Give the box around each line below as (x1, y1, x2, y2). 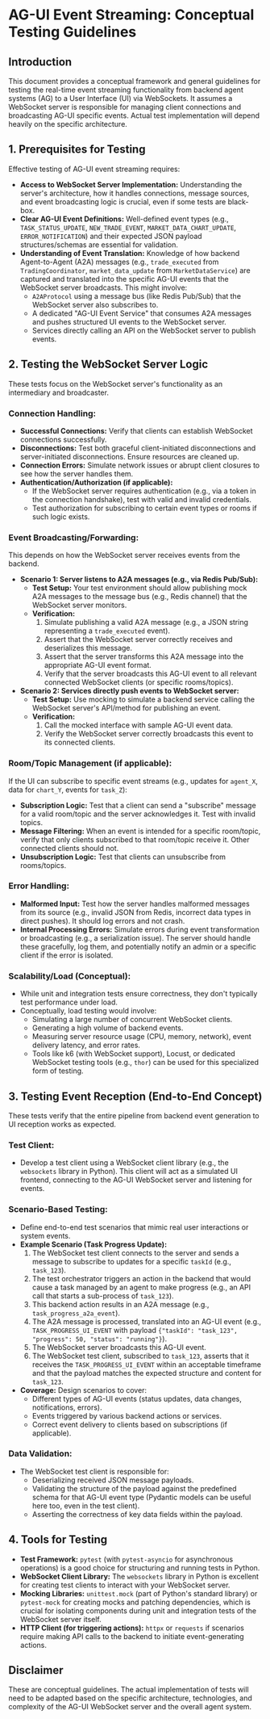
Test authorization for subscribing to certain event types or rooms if (31, 503, 257, 513)
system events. (19, 1231, 71, 1240)
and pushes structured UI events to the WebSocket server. (31, 317, 227, 326)
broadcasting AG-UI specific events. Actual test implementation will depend (8, 111, 260, 120)
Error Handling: (8, 880, 70, 891)
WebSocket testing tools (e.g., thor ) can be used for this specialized (31, 1058, 260, 1067)
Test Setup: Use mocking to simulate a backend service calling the (31, 694, 255, 704)
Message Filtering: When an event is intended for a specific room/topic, (19, 826, 261, 836)
